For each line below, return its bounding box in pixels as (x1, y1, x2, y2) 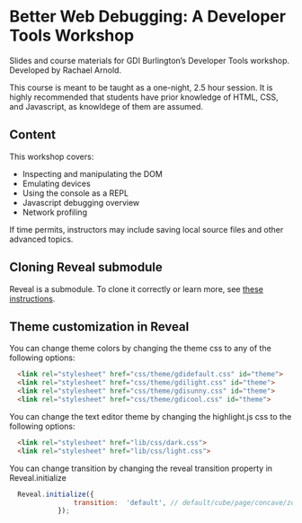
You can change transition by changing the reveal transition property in (9, 463, 272, 474)
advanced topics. (9, 234, 74, 244)
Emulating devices (22, 178, 92, 189)
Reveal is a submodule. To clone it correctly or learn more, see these (9, 283, 263, 294)
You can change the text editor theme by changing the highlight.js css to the (9, 411, 292, 421)
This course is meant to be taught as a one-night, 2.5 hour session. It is (9, 82, 273, 93)
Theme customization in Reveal (9, 319, 190, 334)
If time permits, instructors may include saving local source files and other (9, 224, 284, 235)
